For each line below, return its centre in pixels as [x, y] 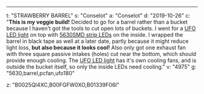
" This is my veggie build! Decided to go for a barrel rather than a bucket [97, 22]
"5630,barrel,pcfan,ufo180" [40, 73]
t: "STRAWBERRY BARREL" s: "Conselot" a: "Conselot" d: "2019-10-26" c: [98, 15]
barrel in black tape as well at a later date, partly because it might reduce [97, 41]
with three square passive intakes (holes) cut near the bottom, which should [101, 54]
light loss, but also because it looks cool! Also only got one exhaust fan [96, 48]
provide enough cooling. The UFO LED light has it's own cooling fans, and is [101, 60]
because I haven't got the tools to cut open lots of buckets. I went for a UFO [101, 28]
